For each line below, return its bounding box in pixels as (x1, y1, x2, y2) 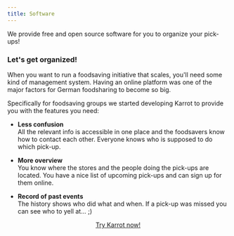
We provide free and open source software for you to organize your (7, 29, 203, 38)
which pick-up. (17, 142, 61, 151)
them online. (17, 178, 54, 187)
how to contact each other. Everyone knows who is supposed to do (17, 135, 213, 143)
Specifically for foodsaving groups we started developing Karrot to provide (7, 99, 223, 107)
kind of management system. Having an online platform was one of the (7, 78, 212, 86)
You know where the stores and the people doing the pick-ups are (17, 163, 209, 172)
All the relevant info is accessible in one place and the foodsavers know (17, 127, 225, 136)
